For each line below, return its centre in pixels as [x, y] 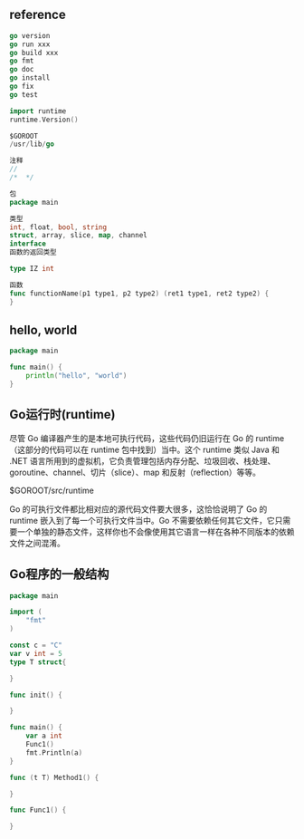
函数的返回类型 [33, 253]
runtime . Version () [44, 120]
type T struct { [38, 662]
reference [38, 15]
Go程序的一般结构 [59, 574]
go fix [22, 87]
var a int [44, 736]
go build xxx [34, 53]
